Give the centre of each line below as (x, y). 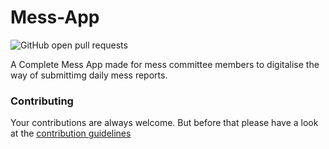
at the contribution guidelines (71, 133)
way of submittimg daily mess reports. (89, 75)
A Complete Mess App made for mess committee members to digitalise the (165, 64)
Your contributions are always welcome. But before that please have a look (164, 123)
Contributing (42, 101)
